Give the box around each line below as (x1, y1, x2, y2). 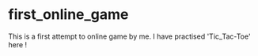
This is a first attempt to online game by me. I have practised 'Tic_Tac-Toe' (8, 32, 251, 41)
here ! (8, 39, 28, 49)
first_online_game (8, 6, 129, 24)
